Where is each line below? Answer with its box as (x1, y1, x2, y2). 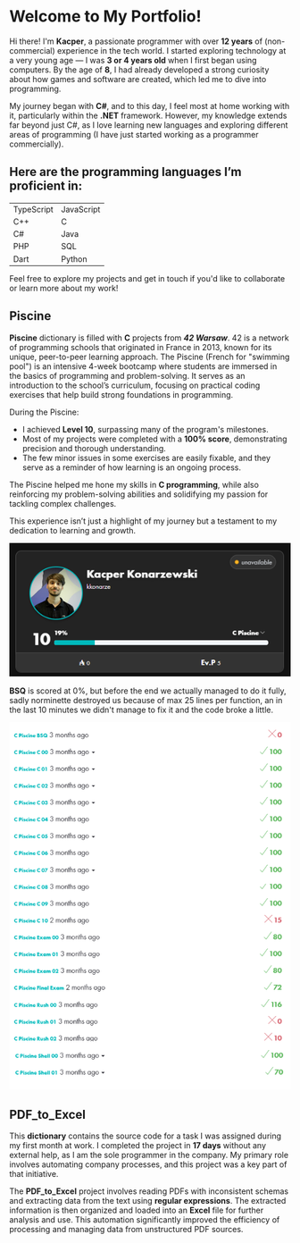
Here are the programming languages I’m (9, 164, 242, 180)
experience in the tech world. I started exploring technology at (56, 45, 287, 55)
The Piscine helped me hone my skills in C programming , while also (9, 479, 259, 490)
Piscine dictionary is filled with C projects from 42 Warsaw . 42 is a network (9, 332, 289, 343)
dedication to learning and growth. (9, 525, 137, 535)
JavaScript (61, 204, 101, 214)
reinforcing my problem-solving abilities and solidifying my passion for (9, 489, 269, 500)
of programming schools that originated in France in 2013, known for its (9, 341, 272, 352)
